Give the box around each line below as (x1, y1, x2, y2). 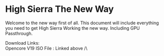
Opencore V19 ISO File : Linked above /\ (5, 45, 88, 51)
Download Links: (5, 40, 40, 46)
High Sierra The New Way (5, 3, 114, 15)
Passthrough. (5, 30, 33, 36)
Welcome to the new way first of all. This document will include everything (5, 20, 159, 26)
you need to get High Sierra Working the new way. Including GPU (5, 25, 140, 31)
